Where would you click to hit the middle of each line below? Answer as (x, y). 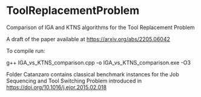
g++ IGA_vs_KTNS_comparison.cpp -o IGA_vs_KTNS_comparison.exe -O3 (98, 62)
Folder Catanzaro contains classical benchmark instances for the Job (93, 74)
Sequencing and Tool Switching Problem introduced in (74, 81)
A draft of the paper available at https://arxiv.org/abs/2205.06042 (88, 39)
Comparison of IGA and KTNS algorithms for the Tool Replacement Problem (100, 27)
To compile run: (26, 51)
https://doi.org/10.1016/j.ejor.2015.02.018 (57, 87)
